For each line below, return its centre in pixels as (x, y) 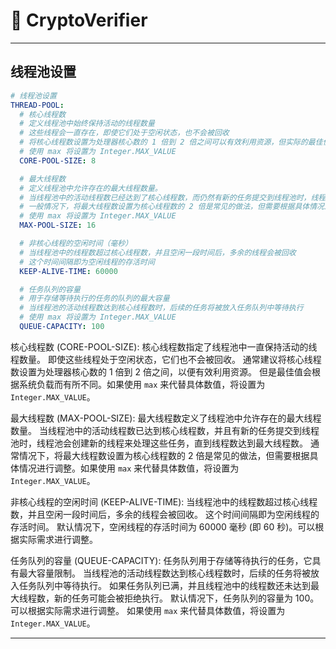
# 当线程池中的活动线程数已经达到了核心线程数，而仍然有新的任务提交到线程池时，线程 (173, 197)
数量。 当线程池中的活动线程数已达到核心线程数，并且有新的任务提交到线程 (165, 430)
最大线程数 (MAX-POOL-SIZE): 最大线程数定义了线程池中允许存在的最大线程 (166, 418)
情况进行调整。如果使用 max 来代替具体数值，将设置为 (129, 468)
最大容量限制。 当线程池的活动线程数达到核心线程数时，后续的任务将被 (164, 573)
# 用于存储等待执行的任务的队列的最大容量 (94, 299)
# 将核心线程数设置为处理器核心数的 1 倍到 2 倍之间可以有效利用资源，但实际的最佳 (171, 142)
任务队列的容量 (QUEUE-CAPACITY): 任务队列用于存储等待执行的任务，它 (161, 560)
